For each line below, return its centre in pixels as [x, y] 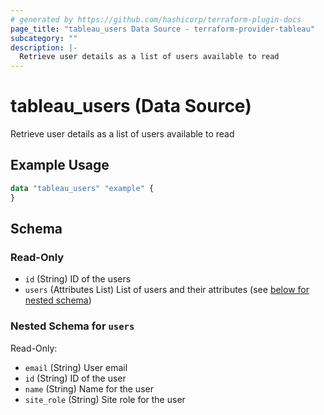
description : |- [44, 47]
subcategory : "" [44, 38]
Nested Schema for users [72, 326]
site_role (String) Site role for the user [105, 399]
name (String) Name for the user [89, 388]
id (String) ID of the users [78, 279]
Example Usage [60, 165]
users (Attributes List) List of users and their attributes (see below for [167, 290]
